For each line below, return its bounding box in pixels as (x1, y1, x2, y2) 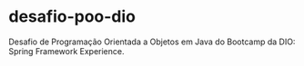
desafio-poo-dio (8, 6, 137, 27)
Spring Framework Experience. (8, 45, 125, 56)
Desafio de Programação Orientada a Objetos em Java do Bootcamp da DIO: (8, 36, 296, 47)
